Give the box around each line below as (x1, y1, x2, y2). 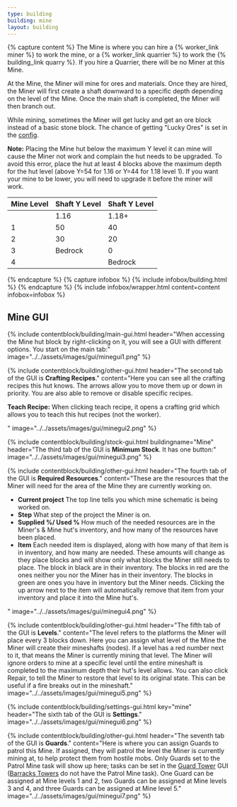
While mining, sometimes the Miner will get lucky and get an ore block (7, 116, 212, 124)
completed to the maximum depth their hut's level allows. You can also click (7, 666, 229, 675)
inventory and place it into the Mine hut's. (17, 593, 139, 602)
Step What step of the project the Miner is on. (17, 510, 151, 519)
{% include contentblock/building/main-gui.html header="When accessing (7, 330, 225, 339)
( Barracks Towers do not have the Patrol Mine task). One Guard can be (7, 769, 214, 778)
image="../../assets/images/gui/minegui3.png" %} (7, 453, 152, 461)
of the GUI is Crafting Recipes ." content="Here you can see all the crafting (7, 374, 226, 383)
